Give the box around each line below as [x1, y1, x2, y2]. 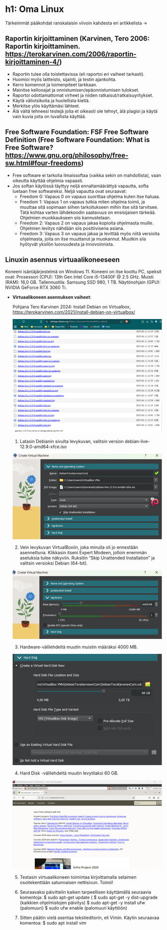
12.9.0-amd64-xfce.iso [19, 444, 67, 450]
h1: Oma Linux [5, 3, 64, 15]
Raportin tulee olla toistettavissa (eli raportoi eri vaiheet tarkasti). [12, 71, 145, 77]
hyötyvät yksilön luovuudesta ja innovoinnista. [19, 241, 114, 247]
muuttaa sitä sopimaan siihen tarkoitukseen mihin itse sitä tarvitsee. [19, 204, 159, 210]
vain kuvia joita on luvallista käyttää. [12, 113, 86, 119]
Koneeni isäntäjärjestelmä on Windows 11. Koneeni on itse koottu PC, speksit [5, 269, 162, 275]
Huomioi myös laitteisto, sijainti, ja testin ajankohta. [12, 76, 117, 82]
